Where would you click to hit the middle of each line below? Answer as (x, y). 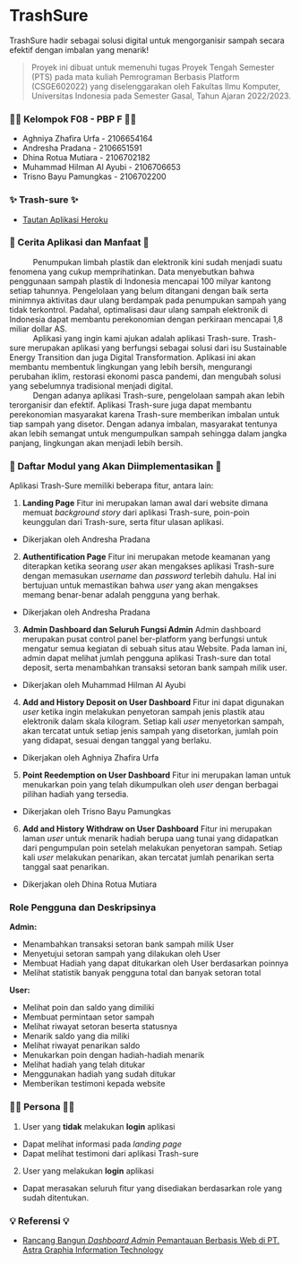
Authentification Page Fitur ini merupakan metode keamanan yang (146, 557)
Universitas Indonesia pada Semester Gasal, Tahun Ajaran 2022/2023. (161, 96)
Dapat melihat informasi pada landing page (102, 1144)
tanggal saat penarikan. (66, 867)
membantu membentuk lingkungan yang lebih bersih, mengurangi (131, 366)
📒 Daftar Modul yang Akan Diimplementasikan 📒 (116, 466)
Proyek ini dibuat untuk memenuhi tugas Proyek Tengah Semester (153, 67)
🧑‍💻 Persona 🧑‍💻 (42, 1107)
